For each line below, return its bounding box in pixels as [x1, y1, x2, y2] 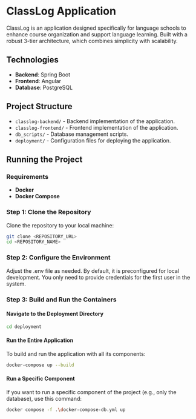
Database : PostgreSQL [15, 84, 73, 91]
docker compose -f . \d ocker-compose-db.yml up [6, 406, 126, 413]
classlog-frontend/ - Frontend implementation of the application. [15, 124, 178, 131]
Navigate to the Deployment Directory [6, 310, 104, 318]
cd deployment [6, 323, 42, 330]
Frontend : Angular [15, 77, 62, 84]
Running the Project [6, 154, 83, 164]
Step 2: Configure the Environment [6, 253, 111, 262]
